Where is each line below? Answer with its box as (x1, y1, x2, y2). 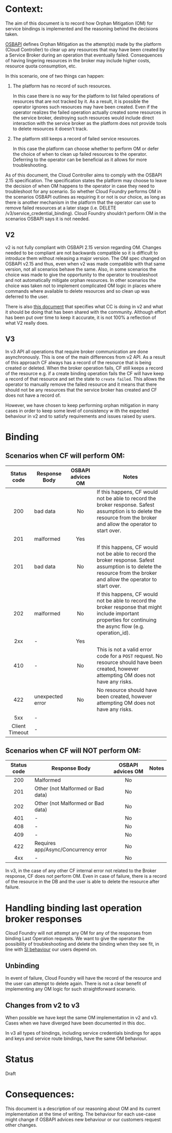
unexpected (34, 693, 63, 700)
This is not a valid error (96, 646, 152, 653)
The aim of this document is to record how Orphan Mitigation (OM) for (5, 20, 153, 26)
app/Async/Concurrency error (34, 846, 107, 853)
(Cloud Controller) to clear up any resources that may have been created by (5, 46, 165, 52)
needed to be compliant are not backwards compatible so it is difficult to (5, 250, 158, 256)
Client (11, 722, 26, 730)
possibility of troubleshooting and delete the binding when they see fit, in (5, 941, 160, 947)
